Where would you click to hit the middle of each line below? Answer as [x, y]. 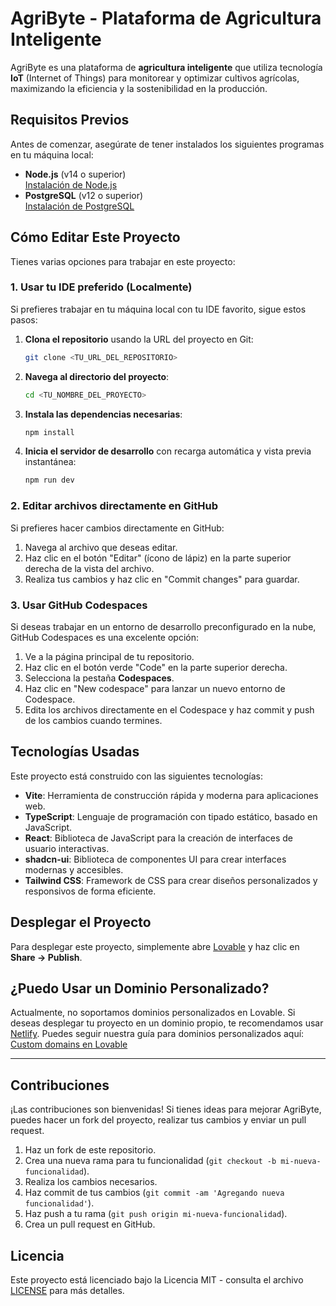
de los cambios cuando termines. [93, 720]
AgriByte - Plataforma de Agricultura [166, 18]
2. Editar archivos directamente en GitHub [114, 506]
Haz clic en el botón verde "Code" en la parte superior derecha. [156, 667]
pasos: [24, 319]
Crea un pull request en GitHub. [90, 1224]
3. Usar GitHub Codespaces [79, 605]
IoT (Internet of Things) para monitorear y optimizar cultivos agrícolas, [155, 78]
